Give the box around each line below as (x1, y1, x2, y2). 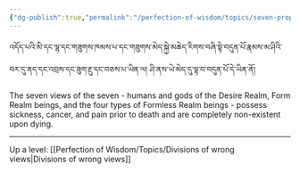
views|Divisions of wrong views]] (9, 153, 131, 164)
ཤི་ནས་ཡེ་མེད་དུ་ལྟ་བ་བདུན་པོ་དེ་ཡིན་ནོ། (149, 63, 256, 74)
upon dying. (9, 118, 54, 129)
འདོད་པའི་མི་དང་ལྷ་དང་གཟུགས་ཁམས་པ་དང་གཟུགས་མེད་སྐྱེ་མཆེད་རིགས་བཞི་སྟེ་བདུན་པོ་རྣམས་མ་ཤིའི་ (9, 41, 283, 52)
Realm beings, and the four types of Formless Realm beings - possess (9, 99, 268, 110)
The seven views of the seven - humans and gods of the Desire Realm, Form (9, 90, 291, 101)
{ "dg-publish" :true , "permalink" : (9, 12, 134, 22)
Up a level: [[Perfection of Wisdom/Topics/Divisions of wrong (9, 144, 235, 154)
